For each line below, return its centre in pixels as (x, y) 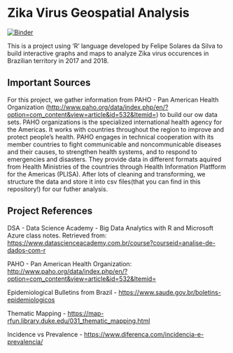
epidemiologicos (31, 300)
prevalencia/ (25, 342)
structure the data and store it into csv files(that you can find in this (104, 181)
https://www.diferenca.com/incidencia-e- (144, 334)
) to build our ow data (187, 114)
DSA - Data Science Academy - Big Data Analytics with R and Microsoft (110, 228)
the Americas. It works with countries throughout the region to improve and (116, 129)
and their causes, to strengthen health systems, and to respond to (102, 151)
